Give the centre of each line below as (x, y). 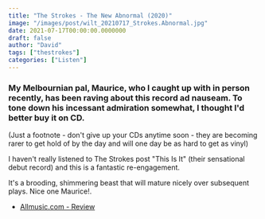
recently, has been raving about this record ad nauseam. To (125, 98)
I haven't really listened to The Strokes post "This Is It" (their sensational (127, 159)
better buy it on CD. (47, 118)
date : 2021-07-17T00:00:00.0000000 (67, 30)
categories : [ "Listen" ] (48, 61)
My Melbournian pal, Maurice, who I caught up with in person (129, 88)
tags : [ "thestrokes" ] (44, 53)
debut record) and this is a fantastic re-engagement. (94, 167)
